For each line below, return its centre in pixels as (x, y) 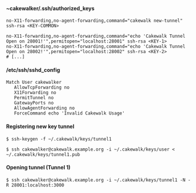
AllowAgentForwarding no (44, 108)
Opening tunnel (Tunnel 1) (38, 168)
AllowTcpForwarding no (41, 88)
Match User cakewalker (34, 83)
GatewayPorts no (34, 103)
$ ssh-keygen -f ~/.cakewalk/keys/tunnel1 (59, 139)
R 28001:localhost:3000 (35, 185)
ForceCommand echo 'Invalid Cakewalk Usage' (69, 113)
